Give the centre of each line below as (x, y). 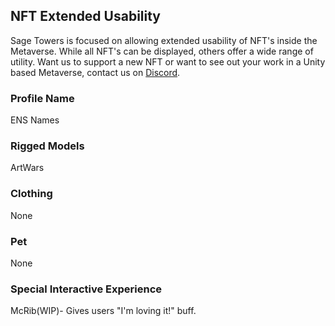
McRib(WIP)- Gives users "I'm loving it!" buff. (103, 311)
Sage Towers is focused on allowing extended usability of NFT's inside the (164, 40)
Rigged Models (47, 146)
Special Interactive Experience (86, 289)
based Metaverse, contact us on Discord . (95, 72)
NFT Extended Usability (86, 16)
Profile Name (42, 98)
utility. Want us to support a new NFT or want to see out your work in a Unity (168, 61)
